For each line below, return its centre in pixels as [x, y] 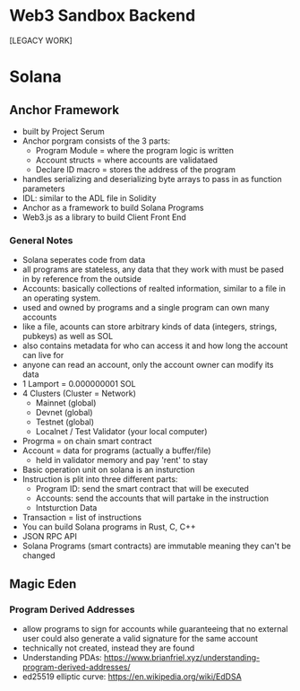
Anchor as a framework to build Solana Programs [113, 207]
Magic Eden [43, 584]
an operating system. [61, 298]
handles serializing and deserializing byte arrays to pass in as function [152, 179]
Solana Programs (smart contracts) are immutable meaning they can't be [156, 546]
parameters [43, 188]
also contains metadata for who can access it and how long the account [155, 345]
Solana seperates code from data [84, 260]
